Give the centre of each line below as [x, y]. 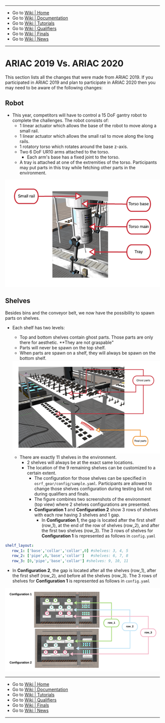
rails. [24, 141]
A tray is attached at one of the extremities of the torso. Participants [88, 162]
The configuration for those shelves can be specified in [90, 478]
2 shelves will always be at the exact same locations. [80, 462]
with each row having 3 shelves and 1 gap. [77, 515]
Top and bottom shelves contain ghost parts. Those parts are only [86, 337]
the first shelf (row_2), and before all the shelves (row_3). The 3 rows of [84, 576]
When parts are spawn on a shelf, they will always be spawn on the [88, 353]
